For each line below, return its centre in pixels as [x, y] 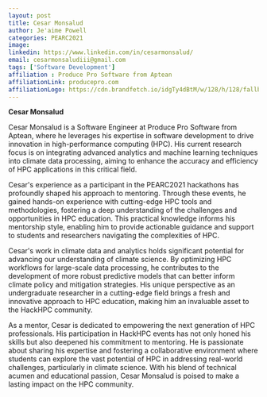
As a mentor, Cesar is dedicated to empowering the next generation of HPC [132, 326]
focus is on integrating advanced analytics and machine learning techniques [133, 152]
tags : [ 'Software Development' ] [62, 67]
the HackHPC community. [50, 310]
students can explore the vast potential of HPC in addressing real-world [126, 359]
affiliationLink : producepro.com [64, 82]
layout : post [30, 15]
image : [19, 45]
